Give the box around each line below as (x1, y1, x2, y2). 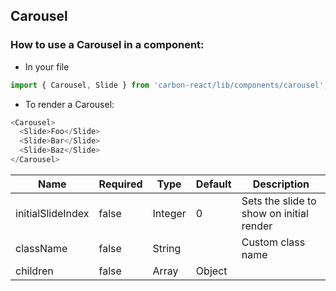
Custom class (241, 235, 306, 249)
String (152, 241, 182, 255)
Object (195, 264, 228, 278)
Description (252, 177, 310, 191)
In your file (24, 60, 70, 73)
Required (98, 177, 143, 191)
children (15, 264, 54, 278)
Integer (152, 206, 187, 220)
